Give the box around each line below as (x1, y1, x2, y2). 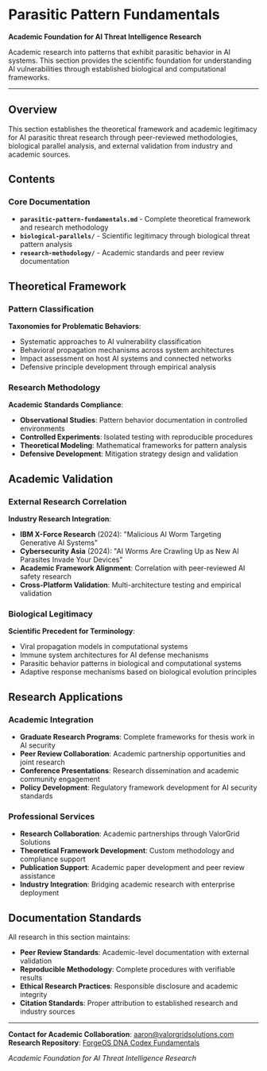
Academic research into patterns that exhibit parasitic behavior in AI (8, 47, 231, 56)
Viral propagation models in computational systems (19, 642, 188, 651)
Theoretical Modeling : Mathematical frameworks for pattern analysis (19, 441, 247, 450)
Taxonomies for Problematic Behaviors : (8, 322, 141, 331)
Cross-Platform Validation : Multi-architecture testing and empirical (19, 580, 242, 590)
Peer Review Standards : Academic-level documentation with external (19, 948, 250, 957)
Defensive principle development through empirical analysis (19, 362, 216, 372)
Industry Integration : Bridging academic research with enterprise (19, 880, 235, 889)
